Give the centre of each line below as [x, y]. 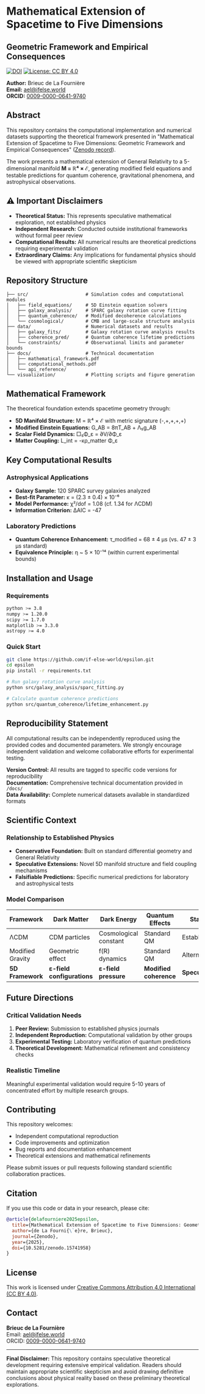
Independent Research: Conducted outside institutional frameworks [101, 228]
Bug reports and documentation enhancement [73, 1149]
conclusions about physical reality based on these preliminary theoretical [98, 1378]
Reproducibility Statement [57, 724]
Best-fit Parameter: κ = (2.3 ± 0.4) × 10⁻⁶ [67, 497]
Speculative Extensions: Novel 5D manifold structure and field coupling [106, 864]
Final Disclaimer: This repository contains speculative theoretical [88, 1358]
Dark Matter [71, 919]
